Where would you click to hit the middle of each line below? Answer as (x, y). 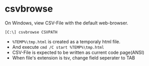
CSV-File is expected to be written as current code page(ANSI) (78, 52)
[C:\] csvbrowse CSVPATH (31, 32)
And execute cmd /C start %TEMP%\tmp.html (58, 47)
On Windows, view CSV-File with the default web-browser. (67, 23)
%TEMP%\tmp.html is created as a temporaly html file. (66, 42)
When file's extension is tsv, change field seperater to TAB (73, 58)
